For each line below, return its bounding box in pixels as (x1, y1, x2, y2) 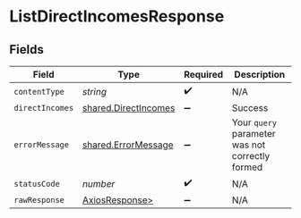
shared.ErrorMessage (82, 138, 174, 151)
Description (234, 69, 286, 80)
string (82, 85, 107, 97)
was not (231, 138, 266, 151)
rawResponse (13, 195, 65, 205)
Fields (9, 42, 45, 57)
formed (231, 161, 263, 173)
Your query (231, 116, 278, 129)
